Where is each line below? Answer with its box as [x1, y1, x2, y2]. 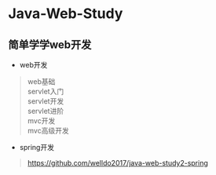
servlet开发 [27, 97, 64, 106]
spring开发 [19, 143, 55, 151]
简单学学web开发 [8, 38, 92, 51]
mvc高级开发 [27, 126, 69, 135]
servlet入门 [27, 87, 64, 96]
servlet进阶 [27, 107, 64, 115]
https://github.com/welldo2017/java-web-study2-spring [27, 159, 208, 167]
